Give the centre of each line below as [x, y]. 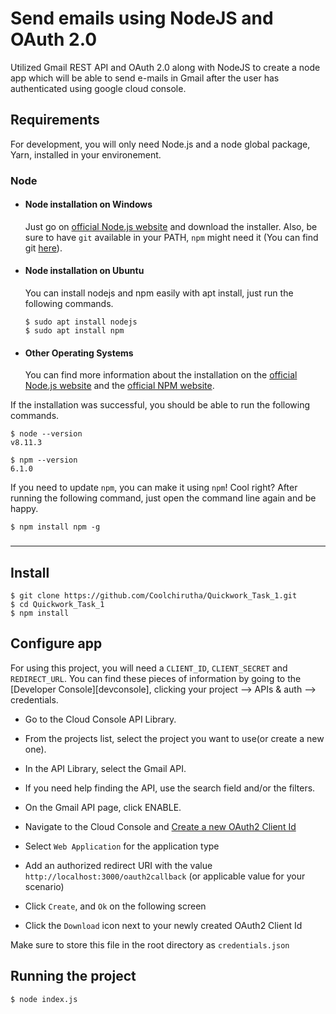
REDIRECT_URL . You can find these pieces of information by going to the [156, 678]
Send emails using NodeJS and [142, 18]
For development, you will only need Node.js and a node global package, [160, 144]
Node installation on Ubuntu [84, 271]
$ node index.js [44, 999]
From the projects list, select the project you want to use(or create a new [174, 738]
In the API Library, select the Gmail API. [105, 768]
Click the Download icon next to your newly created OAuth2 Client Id [163, 925]
